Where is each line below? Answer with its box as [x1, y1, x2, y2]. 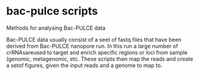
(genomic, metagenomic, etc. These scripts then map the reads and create [6, 55, 194, 62]
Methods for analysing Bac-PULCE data [6, 24, 106, 31]
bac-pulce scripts [6, 4, 98, 18]
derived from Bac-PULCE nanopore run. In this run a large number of [6, 42, 178, 50]
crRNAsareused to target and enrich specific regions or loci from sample [6, 48, 188, 56]
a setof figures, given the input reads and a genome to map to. [6, 62, 163, 69]
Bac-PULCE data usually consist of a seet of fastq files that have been [6, 36, 182, 43]
